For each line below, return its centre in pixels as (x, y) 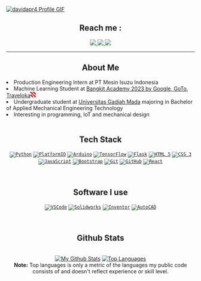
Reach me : (100, 28)
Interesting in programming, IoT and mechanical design (82, 114)
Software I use (100, 192)
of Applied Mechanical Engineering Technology (65, 108)
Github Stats (100, 238)
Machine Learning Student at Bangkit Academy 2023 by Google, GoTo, (101, 88)
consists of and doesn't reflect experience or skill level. (100, 271)
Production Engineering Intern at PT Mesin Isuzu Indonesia (86, 82)
